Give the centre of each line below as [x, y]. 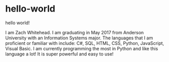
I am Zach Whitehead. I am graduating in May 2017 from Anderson [75, 32]
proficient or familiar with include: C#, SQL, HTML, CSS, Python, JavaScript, [85, 43]
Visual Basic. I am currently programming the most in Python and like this [82, 48]
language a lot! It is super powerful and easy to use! [59, 54]
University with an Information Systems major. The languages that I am [79, 38]
